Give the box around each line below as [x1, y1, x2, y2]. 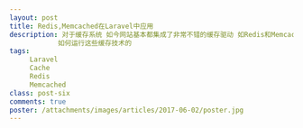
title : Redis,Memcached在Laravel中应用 [9, 22, 154, 31]
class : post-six [9, 88, 70, 97]
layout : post [9, 13, 59, 23]
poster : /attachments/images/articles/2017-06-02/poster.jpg [9, 105, 244, 114]
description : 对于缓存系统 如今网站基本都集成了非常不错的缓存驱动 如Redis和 [9, 30, 272, 39]
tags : [9, 47, 30, 56]
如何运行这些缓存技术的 [57, 38, 133, 48]
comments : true [9, 96, 67, 106]
